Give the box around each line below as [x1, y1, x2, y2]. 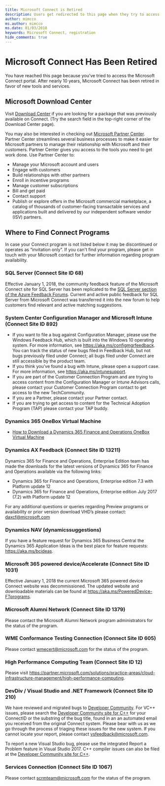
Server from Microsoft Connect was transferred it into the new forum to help [5, 297, 160, 303]
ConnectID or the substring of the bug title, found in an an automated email [5, 715, 158, 721]
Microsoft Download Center [5, 98, 92, 106]
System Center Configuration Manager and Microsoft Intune [5, 314, 152, 321]
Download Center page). [5, 121, 55, 127]
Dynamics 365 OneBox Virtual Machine [5, 418, 101, 424]
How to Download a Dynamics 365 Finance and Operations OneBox [12, 429, 150, 435]
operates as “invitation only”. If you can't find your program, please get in [5, 247, 154, 253]
